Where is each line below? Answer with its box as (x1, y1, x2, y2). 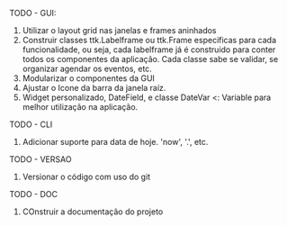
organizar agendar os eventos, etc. (22, 63, 153, 74)
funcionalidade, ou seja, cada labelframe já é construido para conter (22, 44, 276, 55)
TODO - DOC (9, 189, 58, 199)
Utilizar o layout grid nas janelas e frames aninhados (22, 25, 218, 35)
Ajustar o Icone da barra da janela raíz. (22, 83, 166, 93)
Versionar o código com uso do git (22, 171, 151, 182)
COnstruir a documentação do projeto (22, 206, 164, 217)
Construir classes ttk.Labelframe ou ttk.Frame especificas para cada (22, 35, 277, 45)
